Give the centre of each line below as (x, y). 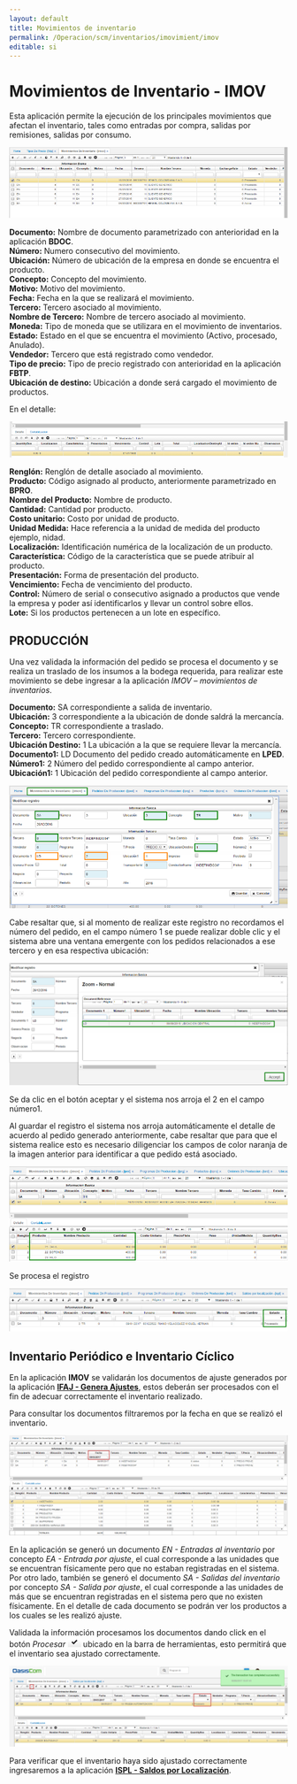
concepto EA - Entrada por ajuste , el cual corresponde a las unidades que (145, 1558)
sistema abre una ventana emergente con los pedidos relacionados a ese (142, 941)
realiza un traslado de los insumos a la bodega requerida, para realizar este (146, 672)
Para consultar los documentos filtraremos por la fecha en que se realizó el (146, 1414)
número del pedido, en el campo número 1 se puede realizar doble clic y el (145, 931)
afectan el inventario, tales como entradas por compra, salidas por (130, 126)
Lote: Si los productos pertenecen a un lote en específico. (115, 613)
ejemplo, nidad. (38, 538)
